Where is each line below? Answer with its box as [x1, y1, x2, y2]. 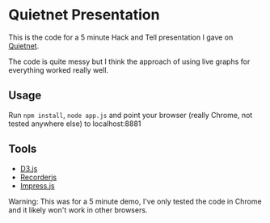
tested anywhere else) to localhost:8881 [8, 119, 141, 128]
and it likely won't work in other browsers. [8, 204, 148, 215]
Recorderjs [19, 172, 57, 182]
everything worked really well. [8, 65, 109, 74]
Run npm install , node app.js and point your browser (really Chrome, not [8, 110, 253, 120]
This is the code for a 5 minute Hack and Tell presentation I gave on [8, 32, 234, 42]
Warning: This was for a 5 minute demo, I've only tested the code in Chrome [8, 196, 262, 206]
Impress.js [19, 180, 55, 191]
